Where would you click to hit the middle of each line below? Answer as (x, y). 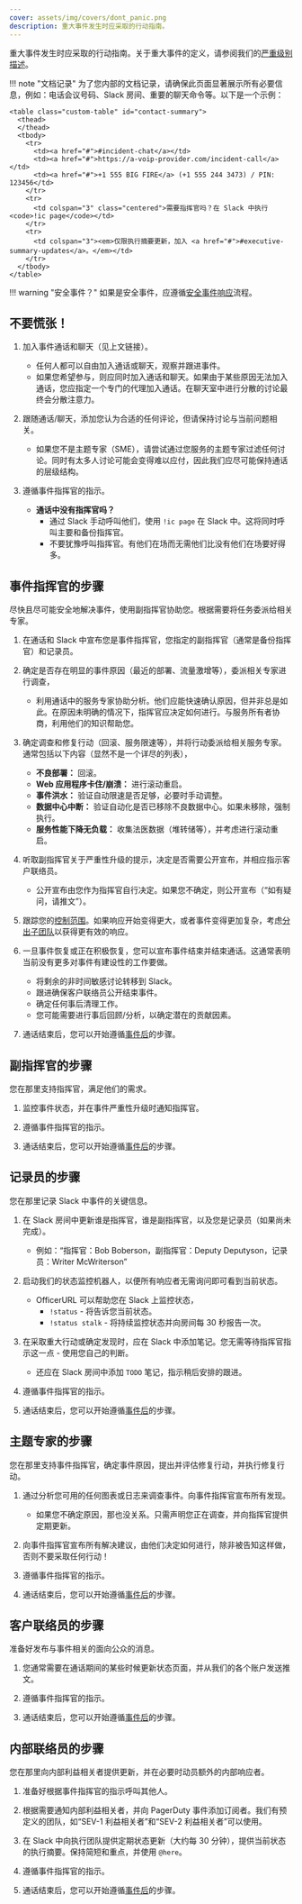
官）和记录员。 (50, 651)
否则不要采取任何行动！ (66, 1556)
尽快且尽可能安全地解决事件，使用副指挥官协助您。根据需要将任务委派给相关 (151, 610)
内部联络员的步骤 (57, 1749)
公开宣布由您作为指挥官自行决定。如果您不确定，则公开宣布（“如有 (160, 890)
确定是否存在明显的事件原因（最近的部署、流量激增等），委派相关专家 (150, 670)
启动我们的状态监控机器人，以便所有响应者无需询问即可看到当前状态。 (152, 1280)
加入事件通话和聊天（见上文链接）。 (87, 347)
